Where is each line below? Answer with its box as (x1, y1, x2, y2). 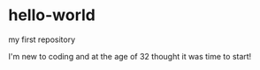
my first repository (8, 34, 76, 45)
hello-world (8, 5, 96, 25)
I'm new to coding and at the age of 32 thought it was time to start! (8, 51, 252, 61)
